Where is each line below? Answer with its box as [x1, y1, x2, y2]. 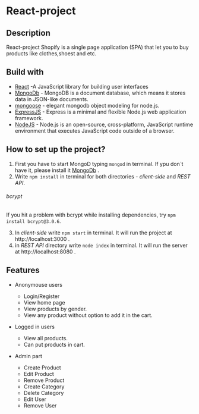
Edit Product [23, 370, 55, 377]
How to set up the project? [6, 145, 106, 155]
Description [6, 28, 50, 38]
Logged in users [14, 323, 55, 330]
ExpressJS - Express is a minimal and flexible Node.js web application [14, 108, 187, 115]
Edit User [23, 396, 46, 403]
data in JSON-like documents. [14, 95, 89, 102]
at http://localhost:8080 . [14, 248, 76, 255]
